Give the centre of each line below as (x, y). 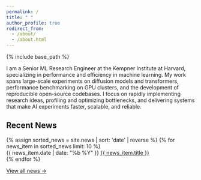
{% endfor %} (23, 159)
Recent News (31, 126)
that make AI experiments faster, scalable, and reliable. (74, 106)
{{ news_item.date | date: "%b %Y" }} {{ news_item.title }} (78, 152)
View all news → (26, 170)
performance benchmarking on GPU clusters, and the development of (92, 87)
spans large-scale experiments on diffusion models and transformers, (92, 81)
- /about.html (29, 40)
